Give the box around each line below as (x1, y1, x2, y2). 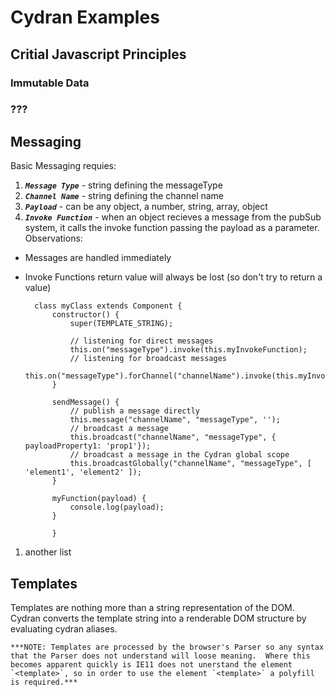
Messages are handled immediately (24, 252, 172, 264)
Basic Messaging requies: (10, 160, 117, 172)
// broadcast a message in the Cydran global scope (69, 450, 290, 460)
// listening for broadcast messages (69, 354, 227, 364)
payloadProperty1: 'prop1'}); (24, 441, 152, 451)
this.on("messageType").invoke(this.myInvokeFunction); (69, 345, 308, 355)
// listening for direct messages (69, 336, 214, 346)
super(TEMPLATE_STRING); (69, 319, 174, 329)
